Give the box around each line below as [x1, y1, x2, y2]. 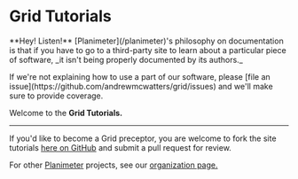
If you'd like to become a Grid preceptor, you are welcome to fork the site [9, 133, 277, 144]
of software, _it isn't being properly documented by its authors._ [9, 54, 244, 65]
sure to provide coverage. [9, 90, 104, 101]
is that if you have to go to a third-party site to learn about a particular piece [9, 44, 286, 55]
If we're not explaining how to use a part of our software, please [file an [9, 71, 271, 82]
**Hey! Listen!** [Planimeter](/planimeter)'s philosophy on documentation [9, 35, 284, 46]
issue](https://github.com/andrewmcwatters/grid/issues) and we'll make [9, 81, 273, 91]
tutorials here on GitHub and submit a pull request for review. [9, 142, 232, 152]
